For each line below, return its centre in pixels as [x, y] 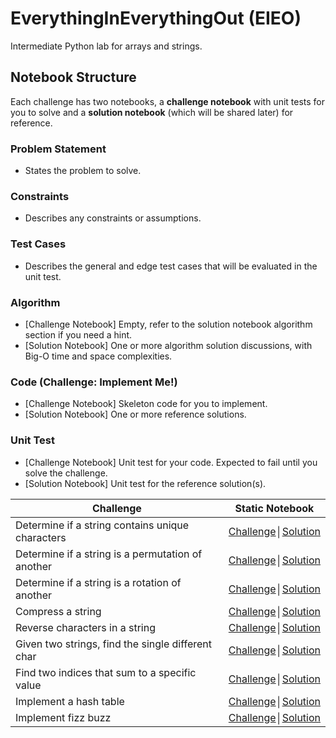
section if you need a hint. [78, 334]
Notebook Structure [73, 77]
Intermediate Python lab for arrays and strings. [106, 46]
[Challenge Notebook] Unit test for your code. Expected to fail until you [171, 462]
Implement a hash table [70, 701]
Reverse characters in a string [85, 627]
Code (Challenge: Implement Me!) [94, 382]
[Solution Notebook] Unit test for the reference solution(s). [145, 483]
